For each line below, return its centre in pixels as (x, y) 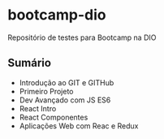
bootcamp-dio (57, 15)
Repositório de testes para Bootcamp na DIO (82, 37)
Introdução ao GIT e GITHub (67, 82)
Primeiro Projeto (46, 91)
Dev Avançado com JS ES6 (65, 100)
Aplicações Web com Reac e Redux (79, 126)
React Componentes (54, 117)
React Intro (38, 108)
